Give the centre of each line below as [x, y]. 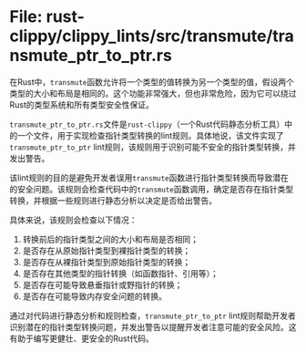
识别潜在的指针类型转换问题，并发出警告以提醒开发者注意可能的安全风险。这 [153, 326]
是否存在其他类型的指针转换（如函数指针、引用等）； [120, 273]
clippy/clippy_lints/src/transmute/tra [152, 36]
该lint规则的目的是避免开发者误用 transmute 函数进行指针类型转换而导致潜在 [149, 177]
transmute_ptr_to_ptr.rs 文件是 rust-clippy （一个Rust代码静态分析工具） [147, 124]
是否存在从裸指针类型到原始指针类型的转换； [107, 262]
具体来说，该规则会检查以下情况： [73, 220]
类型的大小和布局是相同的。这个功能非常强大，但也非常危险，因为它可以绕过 [153, 93]
